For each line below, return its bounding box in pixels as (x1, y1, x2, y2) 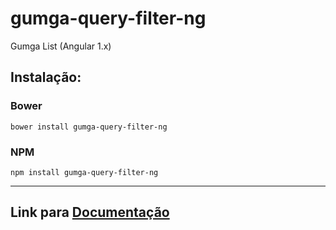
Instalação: (10, 69, 82, 86)
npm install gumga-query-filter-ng (10, 167, 159, 177)
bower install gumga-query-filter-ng (10, 122, 168, 132)
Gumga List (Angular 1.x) (10, 40, 112, 52)
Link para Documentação (10, 204, 170, 221)
